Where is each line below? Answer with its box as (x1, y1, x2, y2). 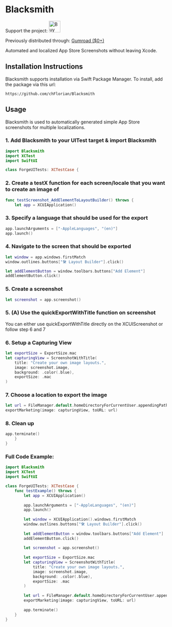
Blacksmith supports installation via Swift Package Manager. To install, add (5, 76, 163, 82)
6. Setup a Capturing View (5, 339, 72, 346)
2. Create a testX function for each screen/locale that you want (5, 179, 165, 186)
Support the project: (5, 27, 48, 34)
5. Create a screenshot (5, 285, 63, 292)
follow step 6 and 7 (5, 326, 46, 332)
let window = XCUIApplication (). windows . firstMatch (24, 517, 137, 522)
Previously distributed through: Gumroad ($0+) (5, 37, 104, 44)
